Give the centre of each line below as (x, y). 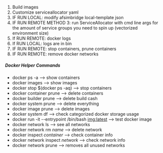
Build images (25, 7)
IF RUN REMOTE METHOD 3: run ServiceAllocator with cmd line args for (85, 23)
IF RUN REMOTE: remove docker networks (55, 54)
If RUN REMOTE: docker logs (41, 38)
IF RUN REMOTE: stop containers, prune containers (64, 49)
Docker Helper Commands (33, 65)
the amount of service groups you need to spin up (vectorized (75, 28)
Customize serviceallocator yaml (45, 12)
